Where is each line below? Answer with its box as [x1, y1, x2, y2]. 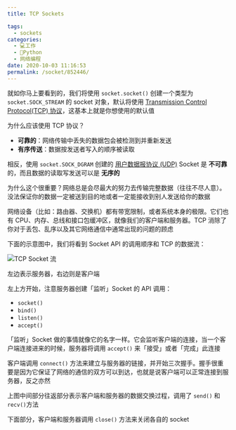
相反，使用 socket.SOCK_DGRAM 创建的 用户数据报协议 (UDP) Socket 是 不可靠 [7, 159, 228, 168]
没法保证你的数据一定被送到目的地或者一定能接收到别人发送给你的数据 [7, 192, 211, 201]
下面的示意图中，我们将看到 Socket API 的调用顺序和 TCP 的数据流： [7, 239, 206, 248]
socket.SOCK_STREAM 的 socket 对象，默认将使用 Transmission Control [7, 98, 207, 106]
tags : [7, 22, 23, 30]
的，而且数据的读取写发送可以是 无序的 [7, 168, 120, 177]
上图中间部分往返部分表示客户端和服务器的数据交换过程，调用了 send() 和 [7, 391, 221, 400]
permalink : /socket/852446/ [7, 68, 90, 76]
